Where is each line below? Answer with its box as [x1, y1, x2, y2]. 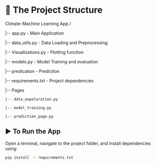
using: [5, 145, 18, 151]
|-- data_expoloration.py [5, 97, 58, 102]
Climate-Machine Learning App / [5, 21, 71, 27]
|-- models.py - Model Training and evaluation [5, 58, 98, 64]
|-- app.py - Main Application [5, 30, 64, 36]
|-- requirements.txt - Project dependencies [5, 78, 94, 83]
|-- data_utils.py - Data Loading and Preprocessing [5, 39, 108, 46]
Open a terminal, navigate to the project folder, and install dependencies [5, 140, 151, 146]
